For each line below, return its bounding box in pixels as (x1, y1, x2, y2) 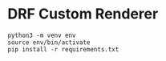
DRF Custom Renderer (7, 5, 159, 23)
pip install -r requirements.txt (7, 45, 119, 53)
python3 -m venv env (7, 31, 77, 39)
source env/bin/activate (7, 38, 91, 47)
